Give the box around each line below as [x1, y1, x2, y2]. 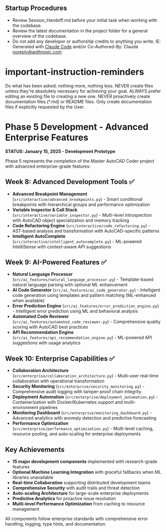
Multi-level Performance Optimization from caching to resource [12, 501, 145, 507]
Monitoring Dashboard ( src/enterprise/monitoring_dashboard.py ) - [12, 410, 152, 416]
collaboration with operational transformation [12, 378, 105, 384]
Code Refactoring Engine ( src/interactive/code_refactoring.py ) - [12, 222, 151, 228]
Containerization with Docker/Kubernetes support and [12, 399, 123, 405]
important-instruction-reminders [5, 67, 145, 78]
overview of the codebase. [12, 33, 67, 39]
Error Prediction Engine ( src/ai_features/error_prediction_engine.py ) [12, 303, 159, 309]
